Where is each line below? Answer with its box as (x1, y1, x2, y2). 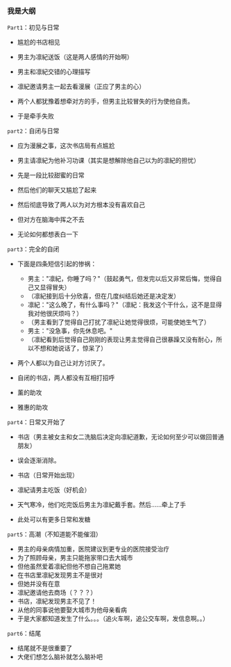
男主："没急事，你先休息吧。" (27, 327, 113, 335)
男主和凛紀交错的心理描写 (17, 67, 91, 76)
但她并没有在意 (17, 579, 60, 588)
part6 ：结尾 (7, 629, 42, 638)
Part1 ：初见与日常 (7, 23, 60, 32)
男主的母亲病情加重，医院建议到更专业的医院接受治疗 (17, 545, 170, 554)
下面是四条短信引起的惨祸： (17, 259, 97, 268)
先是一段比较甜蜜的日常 (17, 171, 85, 179)
